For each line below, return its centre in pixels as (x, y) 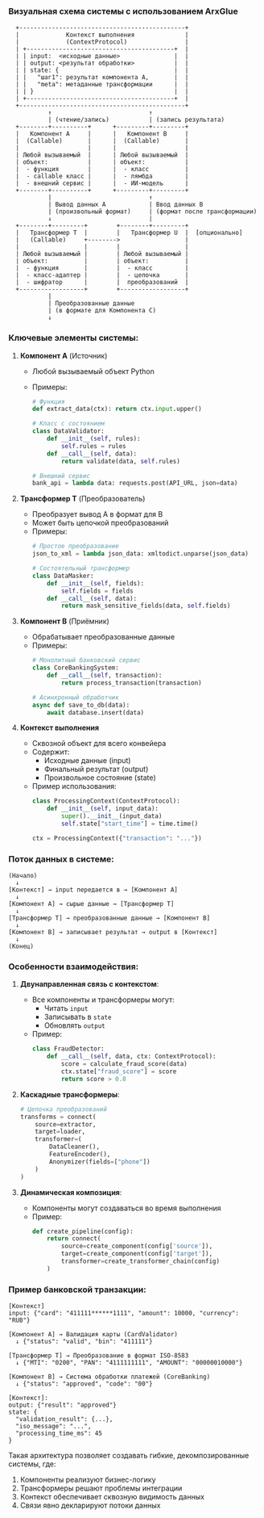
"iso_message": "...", (54, 1427)
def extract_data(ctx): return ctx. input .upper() (117, 409)
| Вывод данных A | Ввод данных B (126, 205)
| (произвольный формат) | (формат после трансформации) (153, 212)
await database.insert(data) (96, 712)
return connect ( (74, 1239)
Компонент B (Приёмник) (65, 621)
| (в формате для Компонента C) (102, 311)
